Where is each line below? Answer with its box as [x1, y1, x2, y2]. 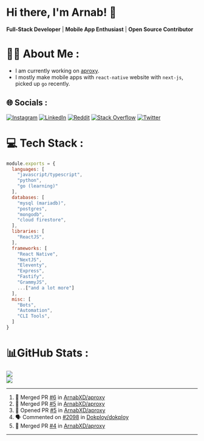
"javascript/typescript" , [17, 172, 83, 178]
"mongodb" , [17, 211, 45, 218]
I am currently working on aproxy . [15, 67, 100, 74]
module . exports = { [6, 161, 56, 167]
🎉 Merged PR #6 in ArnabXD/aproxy [15, 394, 105, 401]
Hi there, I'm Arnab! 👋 [6, 5, 117, 19]
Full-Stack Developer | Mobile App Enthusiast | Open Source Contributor [6, 26, 194, 33]
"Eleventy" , [17, 262, 47, 268]
